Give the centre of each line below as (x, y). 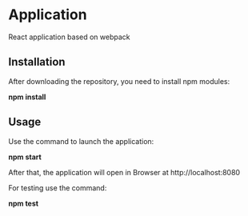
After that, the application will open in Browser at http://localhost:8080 (124, 172)
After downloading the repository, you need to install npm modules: (119, 81)
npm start (25, 157)
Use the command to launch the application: (81, 141)
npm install (27, 97)
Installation (37, 62)
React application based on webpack (69, 37)
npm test (23, 203)
